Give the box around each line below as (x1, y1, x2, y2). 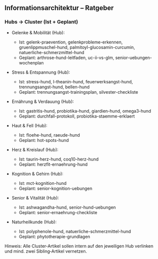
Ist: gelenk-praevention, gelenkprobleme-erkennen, (19, 39, 123, 45)
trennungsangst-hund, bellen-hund (19, 84, 90, 90)
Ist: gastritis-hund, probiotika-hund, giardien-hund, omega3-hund (19, 108, 152, 114)
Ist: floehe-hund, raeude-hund (19, 132, 80, 138)
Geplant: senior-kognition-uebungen (19, 185, 93, 191)
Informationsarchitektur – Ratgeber (4, 4, 114, 12)
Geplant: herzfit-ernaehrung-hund (19, 161, 88, 167)
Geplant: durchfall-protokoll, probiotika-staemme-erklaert (19, 113, 135, 119)
